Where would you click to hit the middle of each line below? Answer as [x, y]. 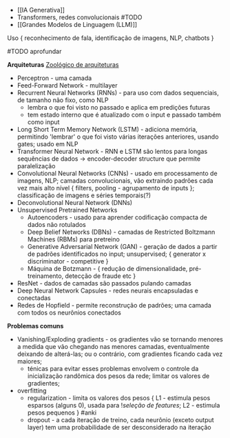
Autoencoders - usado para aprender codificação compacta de [117, 217]
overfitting [32, 390]
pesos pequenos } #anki [62, 412]
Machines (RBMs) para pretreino [74, 239]
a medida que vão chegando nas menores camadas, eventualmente [113, 347]
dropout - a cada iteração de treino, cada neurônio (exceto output [121, 420]
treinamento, [45, 276]
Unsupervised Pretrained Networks [67, 210]
